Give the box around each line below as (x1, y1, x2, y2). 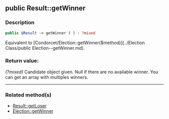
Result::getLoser (12, 103, 47, 109)
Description (5, 19, 35, 26)
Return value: (5, 57, 39, 64)
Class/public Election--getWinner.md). (5, 45, 85, 51)
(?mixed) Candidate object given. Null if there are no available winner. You (5, 69, 158, 75)
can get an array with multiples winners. (5, 74, 89, 80)
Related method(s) (5, 91, 52, 98)
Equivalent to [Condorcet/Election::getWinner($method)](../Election (5, 40, 145, 46)
